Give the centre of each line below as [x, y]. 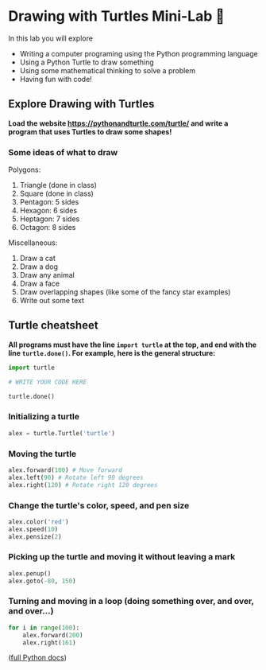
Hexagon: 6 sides [48, 211]
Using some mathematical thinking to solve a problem [108, 70]
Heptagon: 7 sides [50, 219]
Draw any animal [47, 275]
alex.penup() [30, 573]
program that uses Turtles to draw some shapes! [90, 131]
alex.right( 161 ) [50, 643]
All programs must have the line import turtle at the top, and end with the [132, 345]
